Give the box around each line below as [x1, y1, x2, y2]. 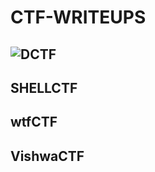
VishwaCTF [10, 147, 85, 165]
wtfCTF [10, 114, 58, 131]
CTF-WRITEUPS [10, 6, 147, 29]
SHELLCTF [10, 79, 78, 96]
